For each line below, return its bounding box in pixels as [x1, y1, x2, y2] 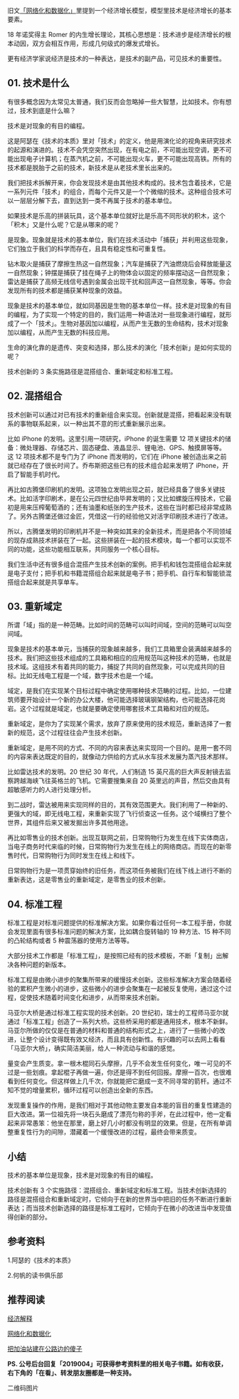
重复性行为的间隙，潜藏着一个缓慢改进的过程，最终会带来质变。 [13, 1128, 201, 1136]
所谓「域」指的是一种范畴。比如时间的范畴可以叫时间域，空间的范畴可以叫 [7, 620, 225, 629]
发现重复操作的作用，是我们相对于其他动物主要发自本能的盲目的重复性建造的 [7, 1101, 232, 1110]
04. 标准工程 [7, 898, 63, 910]
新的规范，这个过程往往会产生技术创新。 [7, 729, 126, 737]
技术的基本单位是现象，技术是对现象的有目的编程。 [7, 1171, 157, 1180]
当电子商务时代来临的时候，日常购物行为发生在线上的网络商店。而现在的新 [7, 843, 225, 851]
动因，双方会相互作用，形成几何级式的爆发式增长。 [13, 39, 164, 48]
